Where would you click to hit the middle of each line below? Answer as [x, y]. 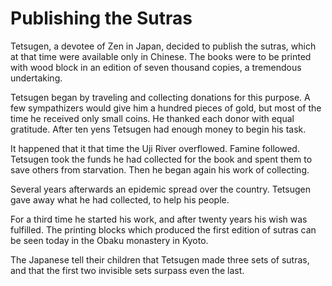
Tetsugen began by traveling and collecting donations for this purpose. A [160, 97]
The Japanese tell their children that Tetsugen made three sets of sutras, [160, 259]
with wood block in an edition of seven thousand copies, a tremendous [156, 67]
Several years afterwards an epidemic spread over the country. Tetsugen [160, 189]
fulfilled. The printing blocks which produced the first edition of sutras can [163, 229]
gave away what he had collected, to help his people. [120, 199]
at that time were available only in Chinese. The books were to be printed [161, 56]
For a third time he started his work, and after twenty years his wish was [159, 219]
